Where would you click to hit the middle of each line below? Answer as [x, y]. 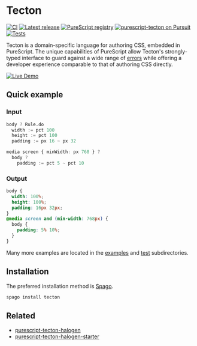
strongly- [176, 51]
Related [21, 316]
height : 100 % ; [29, 202]
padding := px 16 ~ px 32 [44, 141]
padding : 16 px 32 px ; [37, 208]
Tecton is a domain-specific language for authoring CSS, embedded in [93, 45]
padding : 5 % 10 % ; [39, 230]
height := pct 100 [35, 136]
